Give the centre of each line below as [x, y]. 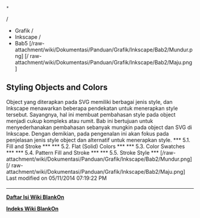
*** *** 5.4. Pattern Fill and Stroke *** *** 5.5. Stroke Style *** [83, 152]
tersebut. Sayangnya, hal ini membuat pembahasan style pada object [91, 114]
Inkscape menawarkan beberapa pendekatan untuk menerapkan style [92, 108]
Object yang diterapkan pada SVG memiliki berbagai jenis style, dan [89, 102]
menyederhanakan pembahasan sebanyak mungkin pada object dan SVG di [99, 127]
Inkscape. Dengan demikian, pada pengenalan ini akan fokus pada [87, 133]
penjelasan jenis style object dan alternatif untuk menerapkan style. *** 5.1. [98, 140]
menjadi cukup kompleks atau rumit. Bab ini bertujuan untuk [80, 121]
